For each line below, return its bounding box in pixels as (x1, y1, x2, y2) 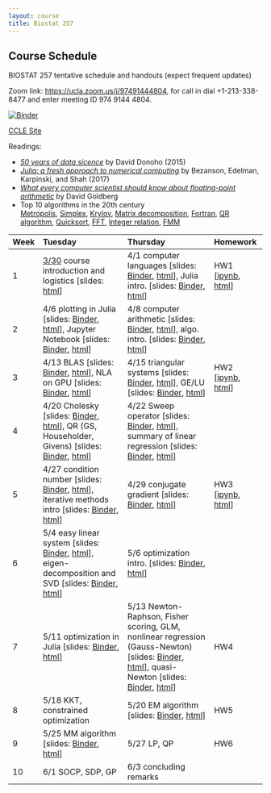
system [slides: (43, 537, 101, 549)
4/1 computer (127, 250, 180, 261)
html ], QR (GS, (43, 420, 98, 432)
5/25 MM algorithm (43, 728, 117, 739)
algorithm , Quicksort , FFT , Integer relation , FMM (19, 217, 181, 227)
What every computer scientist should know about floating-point (19, 183, 236, 193)
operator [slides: (127, 411, 190, 422)
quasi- (151, 662, 177, 673)
